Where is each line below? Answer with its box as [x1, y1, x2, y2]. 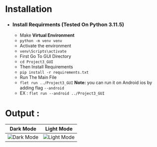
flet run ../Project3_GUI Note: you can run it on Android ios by [19, 80, 153, 86]
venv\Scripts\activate [19, 49, 67, 54]
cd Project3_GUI [19, 59, 53, 65]
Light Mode [45, 125, 73, 132]
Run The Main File [19, 74, 57, 80]
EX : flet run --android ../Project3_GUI [19, 90, 105, 96]
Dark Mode [9, 125, 37, 132]
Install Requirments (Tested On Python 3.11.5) [12, 21, 125, 28]
